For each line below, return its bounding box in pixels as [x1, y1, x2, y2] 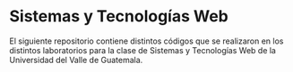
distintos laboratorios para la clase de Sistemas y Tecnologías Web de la [9, 44, 276, 55]
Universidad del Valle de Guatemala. [9, 54, 143, 65]
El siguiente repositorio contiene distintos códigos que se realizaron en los [9, 36, 284, 46]
